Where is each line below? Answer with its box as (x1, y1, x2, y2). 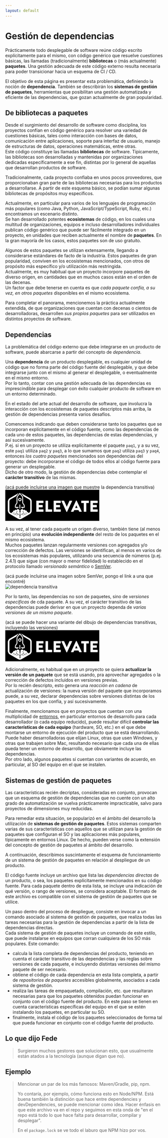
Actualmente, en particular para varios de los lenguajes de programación (5, 200, 156, 206)
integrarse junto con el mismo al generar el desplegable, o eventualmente (5, 369, 157, 375)
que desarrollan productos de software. (5, 165, 87, 171)
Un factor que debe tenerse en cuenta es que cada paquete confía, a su (5, 284, 155, 291)
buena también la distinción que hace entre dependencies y (17, 1096, 141, 1102)
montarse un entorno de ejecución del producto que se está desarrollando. (5, 729, 160, 736)
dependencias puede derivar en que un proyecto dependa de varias (5, 604, 146, 610)
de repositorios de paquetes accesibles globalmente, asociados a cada (12, 977, 160, 983)
